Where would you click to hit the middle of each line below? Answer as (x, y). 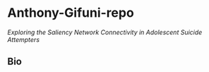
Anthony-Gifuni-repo (71, 13)
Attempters (24, 39)
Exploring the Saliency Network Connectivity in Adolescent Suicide (105, 32)
